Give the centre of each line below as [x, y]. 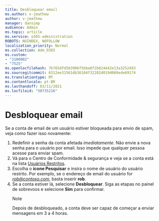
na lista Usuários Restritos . [39, 164]
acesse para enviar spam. [38, 153]
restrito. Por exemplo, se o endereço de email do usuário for [72, 174]
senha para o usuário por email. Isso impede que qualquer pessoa [78, 148]
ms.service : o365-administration [39, 37]
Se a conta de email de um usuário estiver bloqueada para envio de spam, [79, 128]
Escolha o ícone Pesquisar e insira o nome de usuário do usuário [78, 169]
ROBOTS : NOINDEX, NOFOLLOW [32, 41]
